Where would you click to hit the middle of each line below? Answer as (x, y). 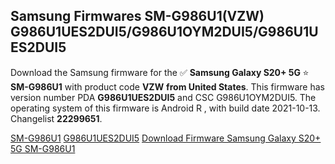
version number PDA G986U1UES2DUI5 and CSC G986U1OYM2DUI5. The (163, 97)
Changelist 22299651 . (56, 118)
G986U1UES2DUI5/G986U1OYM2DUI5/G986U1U (164, 32)
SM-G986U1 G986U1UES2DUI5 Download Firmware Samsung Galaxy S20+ (166, 138)
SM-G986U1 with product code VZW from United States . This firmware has (167, 86)
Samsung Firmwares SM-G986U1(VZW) (137, 16)
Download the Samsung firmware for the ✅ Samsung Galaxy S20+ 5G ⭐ (160, 72)
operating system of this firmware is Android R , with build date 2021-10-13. (165, 108)
